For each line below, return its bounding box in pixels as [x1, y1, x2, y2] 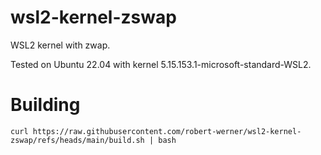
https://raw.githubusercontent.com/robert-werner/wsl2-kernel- [32, 126, 302, 136]
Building [10, 94, 81, 116]
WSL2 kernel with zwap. [10, 39, 111, 51]
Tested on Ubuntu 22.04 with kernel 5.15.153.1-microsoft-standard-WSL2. [10, 58, 312, 70]
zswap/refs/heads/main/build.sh [10, 135, 145, 145]
